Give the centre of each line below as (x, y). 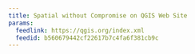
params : (21, 23)
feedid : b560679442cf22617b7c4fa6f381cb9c (87, 38)
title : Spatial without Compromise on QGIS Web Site (98, 15)
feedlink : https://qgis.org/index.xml (80, 30)
